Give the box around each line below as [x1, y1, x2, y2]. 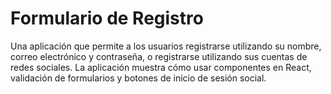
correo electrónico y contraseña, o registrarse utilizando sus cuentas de [10, 50, 308, 62]
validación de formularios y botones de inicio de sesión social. [10, 72, 267, 84]
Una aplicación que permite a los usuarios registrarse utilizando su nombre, [10, 40, 322, 52]
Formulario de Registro [10, 7, 204, 30]
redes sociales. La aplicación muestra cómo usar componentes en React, [10, 61, 312, 73]
